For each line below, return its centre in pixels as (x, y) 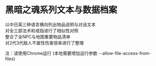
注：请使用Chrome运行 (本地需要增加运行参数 (51, 53)
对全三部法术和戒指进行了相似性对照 (42, 30)
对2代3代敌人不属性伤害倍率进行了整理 (45, 43)
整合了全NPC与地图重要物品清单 (38, 37)
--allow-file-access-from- (125, 53)
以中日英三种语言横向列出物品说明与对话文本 (50, 24)
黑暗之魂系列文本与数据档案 (61, 10)
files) (10, 59)
